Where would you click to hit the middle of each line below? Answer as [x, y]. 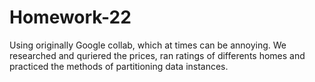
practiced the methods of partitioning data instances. [119, 66]
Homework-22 [70, 17]
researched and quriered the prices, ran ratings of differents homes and [157, 55]
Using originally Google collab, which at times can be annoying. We [148, 45]
